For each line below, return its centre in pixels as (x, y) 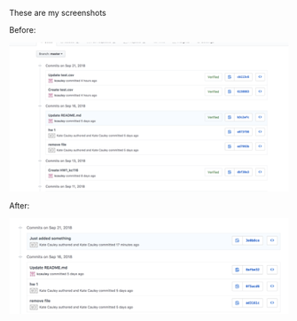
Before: (23, 30)
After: (20, 205)
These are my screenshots (58, 13)
